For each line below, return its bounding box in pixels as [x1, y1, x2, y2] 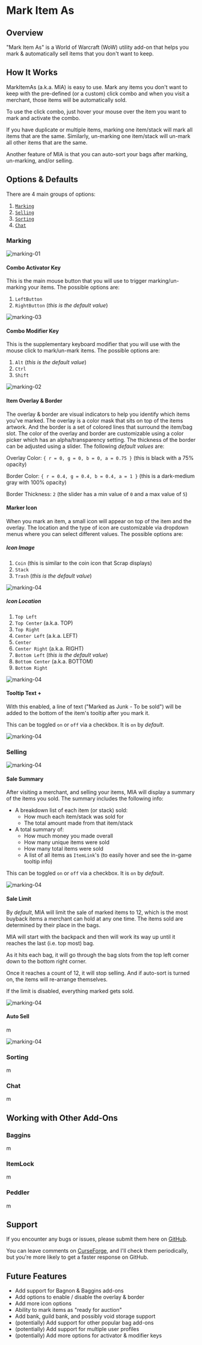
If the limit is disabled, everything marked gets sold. [6, 987, 134, 995]
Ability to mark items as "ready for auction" [14, 1306, 122, 1314]
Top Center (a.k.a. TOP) [14, 619, 73, 626]
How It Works [6, 68, 58, 78]
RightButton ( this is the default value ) [14, 302, 108, 309]
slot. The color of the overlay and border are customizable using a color [6, 429, 184, 437]
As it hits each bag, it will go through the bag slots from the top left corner [6, 951, 189, 959]
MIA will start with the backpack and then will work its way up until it [6, 933, 176, 940]
